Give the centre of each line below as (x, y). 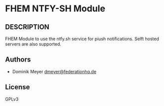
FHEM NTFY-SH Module (55, 9)
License (18, 87)
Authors (18, 60)
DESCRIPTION (27, 27)
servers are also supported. (33, 44)
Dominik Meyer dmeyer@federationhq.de (54, 71)
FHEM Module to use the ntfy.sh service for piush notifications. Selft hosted (82, 39)
